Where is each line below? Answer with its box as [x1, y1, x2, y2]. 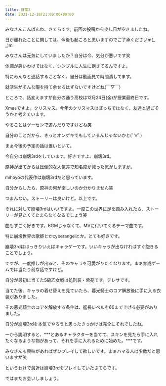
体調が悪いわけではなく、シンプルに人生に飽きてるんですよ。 [5, 63, 130, 69]
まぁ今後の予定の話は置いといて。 [5, 143, 75, 148]
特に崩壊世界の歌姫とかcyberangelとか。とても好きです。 [5, 233, 123, 239]
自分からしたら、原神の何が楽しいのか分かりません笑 [5, 185, 114, 191]
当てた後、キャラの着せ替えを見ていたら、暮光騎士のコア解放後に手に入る [5, 288, 157, 293]
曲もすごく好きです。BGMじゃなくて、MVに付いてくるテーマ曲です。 [5, 222, 146, 228]
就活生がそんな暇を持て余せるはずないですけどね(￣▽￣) [5, 84, 121, 90]
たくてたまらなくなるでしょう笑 [22, 212, 87, 218]
